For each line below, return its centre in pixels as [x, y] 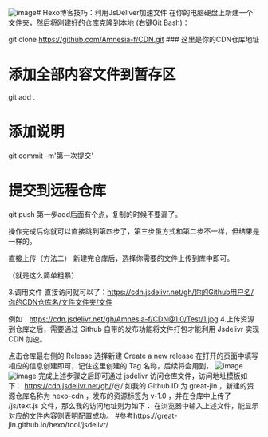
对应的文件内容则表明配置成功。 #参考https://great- [93, 415]
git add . [22, 97]
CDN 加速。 [28, 339]
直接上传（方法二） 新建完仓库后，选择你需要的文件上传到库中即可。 [121, 258]
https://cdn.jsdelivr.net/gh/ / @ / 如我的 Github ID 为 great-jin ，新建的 [135, 385]
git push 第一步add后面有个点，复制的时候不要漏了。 [95, 214]
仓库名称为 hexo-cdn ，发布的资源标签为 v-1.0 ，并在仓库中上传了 [123, 396]
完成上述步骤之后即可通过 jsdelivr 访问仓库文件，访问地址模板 [140, 376]
